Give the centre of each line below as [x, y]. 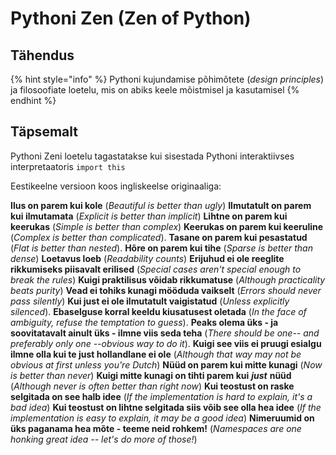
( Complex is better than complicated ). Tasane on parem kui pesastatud [159, 237]
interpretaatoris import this [68, 166]
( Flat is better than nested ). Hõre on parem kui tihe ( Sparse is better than [161, 248]
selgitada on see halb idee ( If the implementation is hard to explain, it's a [161, 396]
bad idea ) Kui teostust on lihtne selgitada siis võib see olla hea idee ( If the [166, 407]
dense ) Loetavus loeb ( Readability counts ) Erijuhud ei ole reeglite [147, 258]
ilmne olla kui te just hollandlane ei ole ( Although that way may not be [156, 354]
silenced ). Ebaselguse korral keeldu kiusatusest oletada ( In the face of [158, 311]
